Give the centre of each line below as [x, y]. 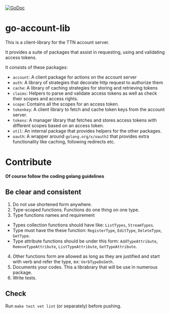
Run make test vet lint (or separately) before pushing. [63, 306]
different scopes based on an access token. [58, 125]
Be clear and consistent [43, 192]
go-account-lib [38, 28]
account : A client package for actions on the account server [75, 77]
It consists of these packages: [37, 67]
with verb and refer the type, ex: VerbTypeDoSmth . [63, 261]
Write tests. [25, 278]
